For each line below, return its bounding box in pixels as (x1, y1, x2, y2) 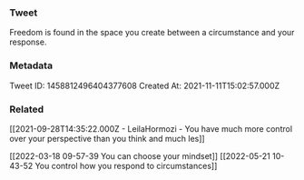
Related (9, 103, 44, 115)
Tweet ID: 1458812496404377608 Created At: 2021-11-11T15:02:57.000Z (9, 80, 280, 91)
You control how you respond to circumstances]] (34, 160, 218, 171)
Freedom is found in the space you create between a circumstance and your (9, 27, 295, 38)
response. (9, 36, 47, 47)
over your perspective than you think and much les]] (9, 133, 206, 144)
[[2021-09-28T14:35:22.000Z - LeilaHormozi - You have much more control (9, 123, 293, 134)
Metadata (9, 59, 53, 72)
